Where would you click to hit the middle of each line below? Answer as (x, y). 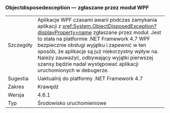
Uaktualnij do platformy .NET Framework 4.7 (90, 79)
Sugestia (18, 79)
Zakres (16, 87)
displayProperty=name (65, 33)
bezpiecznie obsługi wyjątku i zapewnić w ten (92, 45)
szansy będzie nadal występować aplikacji (88, 64)
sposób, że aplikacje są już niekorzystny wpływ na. (98, 51)
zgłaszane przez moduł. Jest (127, 33)
